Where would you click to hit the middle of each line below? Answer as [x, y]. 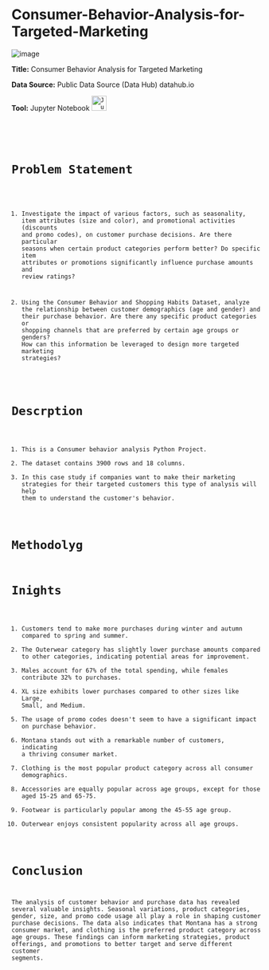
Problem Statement [72, 169]
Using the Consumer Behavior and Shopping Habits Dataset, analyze [136, 302]
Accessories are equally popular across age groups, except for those [141, 789]
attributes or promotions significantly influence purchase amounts [138, 262]
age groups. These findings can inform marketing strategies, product [131, 937]
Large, [33, 698]
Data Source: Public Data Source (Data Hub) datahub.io [103, 84]
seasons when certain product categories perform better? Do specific [141, 249]
